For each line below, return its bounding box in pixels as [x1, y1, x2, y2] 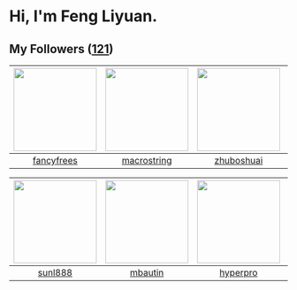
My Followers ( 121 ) [9, 42, 114, 57]
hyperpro [219, 267, 258, 279]
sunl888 [37, 267, 73, 279]
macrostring [121, 155, 172, 166]
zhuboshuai [214, 155, 263, 166]
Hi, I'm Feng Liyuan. [9, 6, 157, 27]
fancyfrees [32, 155, 78, 166]
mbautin [129, 267, 164, 279]
